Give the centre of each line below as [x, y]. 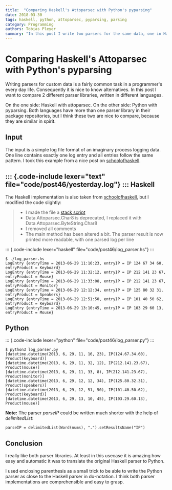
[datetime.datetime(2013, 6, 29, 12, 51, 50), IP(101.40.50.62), [76, 390]
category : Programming [29, 24]
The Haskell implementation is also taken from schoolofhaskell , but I [77, 197]
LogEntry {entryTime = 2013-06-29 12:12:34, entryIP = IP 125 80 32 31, [84, 290]
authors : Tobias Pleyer [31, 29]
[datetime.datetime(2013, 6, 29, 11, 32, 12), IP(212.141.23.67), [78, 363]
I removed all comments [51, 229]
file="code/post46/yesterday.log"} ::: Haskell [80, 185]
